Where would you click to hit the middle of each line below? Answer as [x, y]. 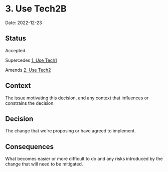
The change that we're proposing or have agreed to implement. [71, 131]
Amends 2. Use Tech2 [28, 70]
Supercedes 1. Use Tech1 [31, 60]
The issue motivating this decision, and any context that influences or [77, 98]
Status [16, 38]
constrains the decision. [30, 103]
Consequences [30, 147]
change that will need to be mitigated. [44, 164]
